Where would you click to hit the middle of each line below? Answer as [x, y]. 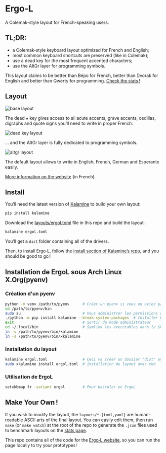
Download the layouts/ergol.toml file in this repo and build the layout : [76, 223]
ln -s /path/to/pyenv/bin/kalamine [42, 332]
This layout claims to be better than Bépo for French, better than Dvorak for [82, 75]
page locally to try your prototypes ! [41, 445]
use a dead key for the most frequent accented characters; [72, 61]
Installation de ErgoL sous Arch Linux [63, 272]
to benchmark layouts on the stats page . [46, 430]
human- [142, 414]
